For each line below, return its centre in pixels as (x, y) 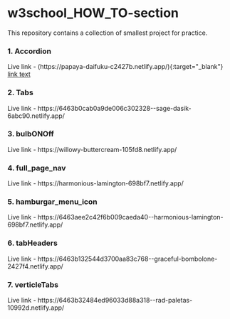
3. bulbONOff (31, 134)
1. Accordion (30, 51)
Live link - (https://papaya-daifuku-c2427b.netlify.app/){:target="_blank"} (115, 67)
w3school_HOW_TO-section (93, 13)
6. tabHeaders (33, 243)
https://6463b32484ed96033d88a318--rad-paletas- (115, 301)
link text (19, 74)
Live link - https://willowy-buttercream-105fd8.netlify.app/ (92, 149)
